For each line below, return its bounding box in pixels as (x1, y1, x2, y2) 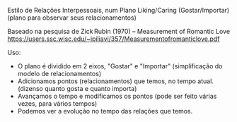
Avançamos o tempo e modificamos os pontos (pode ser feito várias (17, 92, 217, 100)
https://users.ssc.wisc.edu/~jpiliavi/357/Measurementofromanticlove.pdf (7, 35, 220, 43)
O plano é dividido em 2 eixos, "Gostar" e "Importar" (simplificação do (17, 62, 223, 70)
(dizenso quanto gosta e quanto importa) (17, 85, 137, 92)
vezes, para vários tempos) (17, 99, 98, 108)
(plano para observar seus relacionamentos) (7, 13, 137, 22)
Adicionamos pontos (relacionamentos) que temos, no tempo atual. (17, 77, 214, 85)
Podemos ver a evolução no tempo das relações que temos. (17, 107, 193, 115)
